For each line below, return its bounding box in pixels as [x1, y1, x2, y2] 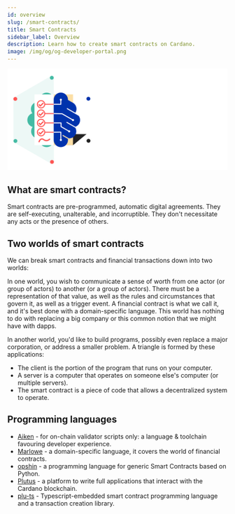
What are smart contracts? [7, 184, 127, 196]
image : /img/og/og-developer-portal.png [7, 48, 127, 55]
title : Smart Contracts [7, 26, 77, 33]
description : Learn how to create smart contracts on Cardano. [7, 41, 196, 48]
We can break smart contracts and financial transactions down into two [7, 256, 213, 264]
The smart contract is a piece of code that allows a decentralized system [17, 385, 227, 394]
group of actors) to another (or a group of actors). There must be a [7, 284, 199, 293]
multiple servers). [17, 378, 69, 387]
